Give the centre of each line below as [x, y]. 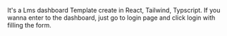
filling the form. [29, 25]
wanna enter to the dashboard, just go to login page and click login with [111, 18]
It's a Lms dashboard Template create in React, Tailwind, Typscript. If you [114, 10]
